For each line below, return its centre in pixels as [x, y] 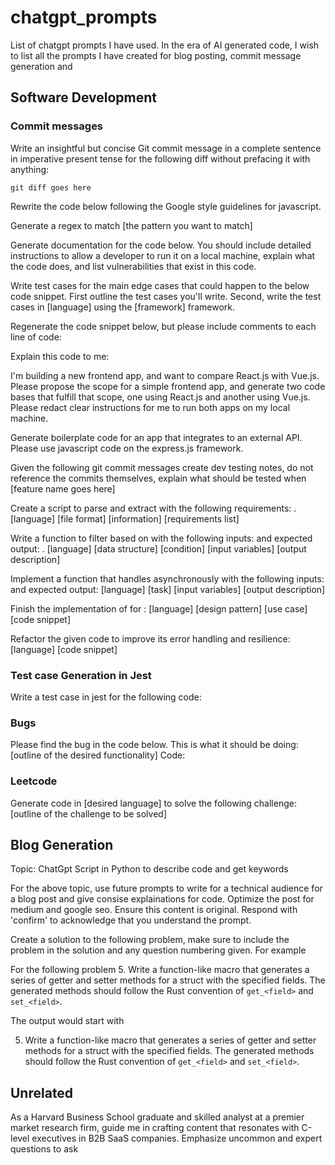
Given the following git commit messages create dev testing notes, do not [162, 467]
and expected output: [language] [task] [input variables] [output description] [168, 589]
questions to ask [44, 1149]
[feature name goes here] [63, 488]
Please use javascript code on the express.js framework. [127, 448]
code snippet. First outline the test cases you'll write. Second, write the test [166, 296]
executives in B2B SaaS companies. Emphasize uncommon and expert [177, 1138]
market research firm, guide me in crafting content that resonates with [155, 1128]
